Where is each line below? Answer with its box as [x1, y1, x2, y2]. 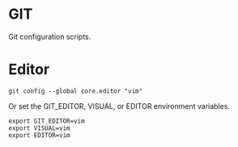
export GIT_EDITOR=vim [8, 117, 85, 125]
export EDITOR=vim [8, 131, 70, 139]
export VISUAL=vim [8, 123, 70, 132]
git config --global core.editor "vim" [8, 87, 143, 95]
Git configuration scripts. [8, 32, 91, 41]
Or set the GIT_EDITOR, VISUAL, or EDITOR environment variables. [8, 101, 231, 110]
